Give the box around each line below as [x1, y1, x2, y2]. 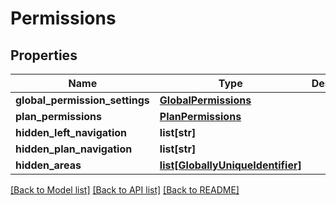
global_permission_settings [15, 93, 150, 107]
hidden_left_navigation [15, 126, 128, 139]
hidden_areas [15, 158, 82, 172]
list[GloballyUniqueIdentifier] [159, 158, 302, 172]
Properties [10, 47, 78, 64]
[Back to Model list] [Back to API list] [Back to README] [10, 184, 240, 196]
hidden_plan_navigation [15, 142, 133, 156]
